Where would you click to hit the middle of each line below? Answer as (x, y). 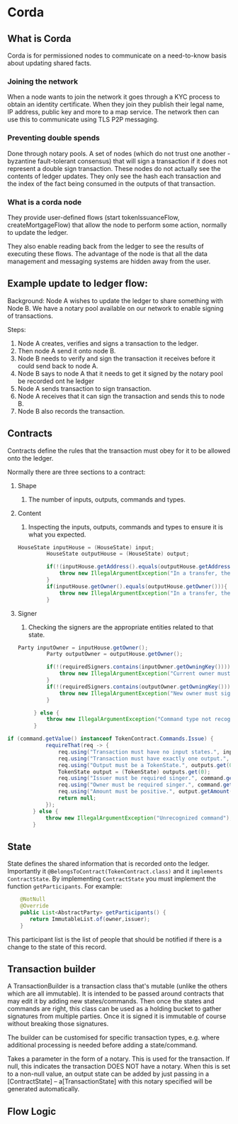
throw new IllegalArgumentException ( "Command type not (129, 720)
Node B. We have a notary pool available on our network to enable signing (115, 308)
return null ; (77, 798)
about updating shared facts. (50, 63)
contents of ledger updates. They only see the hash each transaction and (114, 176)
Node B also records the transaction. (71, 411)
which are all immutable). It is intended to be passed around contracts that (116, 993)
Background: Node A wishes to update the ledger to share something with (115, 301)
